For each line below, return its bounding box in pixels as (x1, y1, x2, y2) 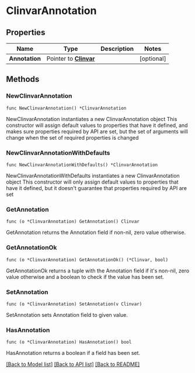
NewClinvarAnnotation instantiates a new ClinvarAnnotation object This (6, 115, 177, 122)
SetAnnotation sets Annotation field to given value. (6, 311, 128, 318)
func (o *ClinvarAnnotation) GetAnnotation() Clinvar (6, 219, 140, 225)
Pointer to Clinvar (46, 54, 95, 63)
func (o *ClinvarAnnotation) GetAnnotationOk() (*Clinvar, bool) (6, 257, 168, 263)
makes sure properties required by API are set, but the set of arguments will (6, 127, 188, 135)
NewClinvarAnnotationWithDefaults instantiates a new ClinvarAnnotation (6, 172, 180, 179)
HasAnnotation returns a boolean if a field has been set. (6, 350, 141, 357)
